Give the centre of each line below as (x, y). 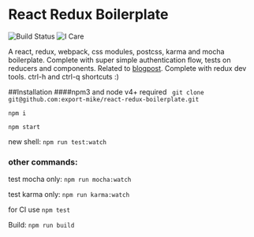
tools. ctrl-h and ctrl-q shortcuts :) (64, 76)
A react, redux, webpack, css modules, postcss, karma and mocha (116, 51)
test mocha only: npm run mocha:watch (70, 180)
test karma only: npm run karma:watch (69, 194)
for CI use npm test (39, 209)
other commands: (43, 161)
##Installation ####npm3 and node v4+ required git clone (106, 91)
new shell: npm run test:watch (58, 141)
